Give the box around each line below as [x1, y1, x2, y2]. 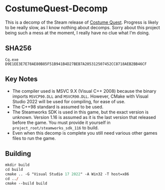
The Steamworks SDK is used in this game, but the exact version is [12, 109, 149, 115]
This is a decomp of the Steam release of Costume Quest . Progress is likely [5, 19, 159, 25]
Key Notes [5, 75, 38, 83]
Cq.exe [5, 57, 19, 62]
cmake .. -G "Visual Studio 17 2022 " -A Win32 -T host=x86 [5, 172, 129, 177]
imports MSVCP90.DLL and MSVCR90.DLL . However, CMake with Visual [12, 93, 149, 99]
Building [5, 149, 31, 158]
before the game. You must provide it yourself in [12, 119, 111, 125]
